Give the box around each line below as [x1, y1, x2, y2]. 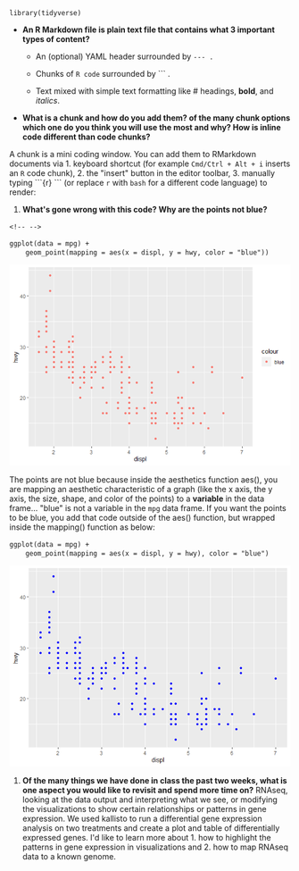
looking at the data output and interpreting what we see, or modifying [21, 794, 278, 805]
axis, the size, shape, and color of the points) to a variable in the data [9, 493, 265, 504]
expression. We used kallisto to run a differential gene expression [21, 813, 262, 824]
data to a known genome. [21, 851, 116, 861]
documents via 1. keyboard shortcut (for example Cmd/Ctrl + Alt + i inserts [9, 158, 291, 169]
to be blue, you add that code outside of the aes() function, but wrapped [9, 513, 276, 523]
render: [9, 187, 37, 197]
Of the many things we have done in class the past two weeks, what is [21, 775, 287, 785]
